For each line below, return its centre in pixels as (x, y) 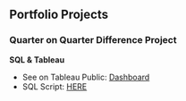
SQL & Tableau (37, 59)
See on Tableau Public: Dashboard (86, 77)
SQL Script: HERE (55, 86)
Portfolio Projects (59, 15)
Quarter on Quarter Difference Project (93, 40)
